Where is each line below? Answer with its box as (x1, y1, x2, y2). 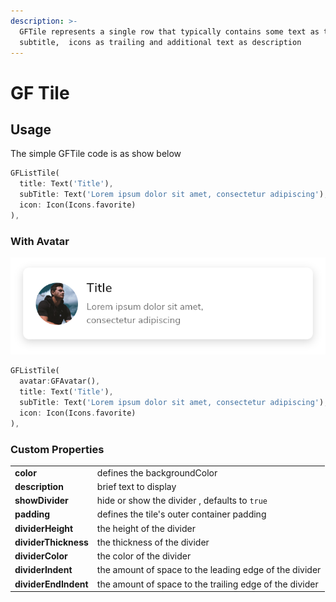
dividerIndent (14, 564, 73, 576)
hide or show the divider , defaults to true (96, 495, 268, 507)
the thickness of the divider (96, 536, 210, 548)
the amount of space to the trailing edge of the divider (96, 578, 319, 590)
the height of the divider (96, 522, 197, 534)
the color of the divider (96, 550, 192, 562)
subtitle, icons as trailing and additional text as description (19, 37, 302, 47)
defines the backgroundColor (96, 466, 218, 479)
